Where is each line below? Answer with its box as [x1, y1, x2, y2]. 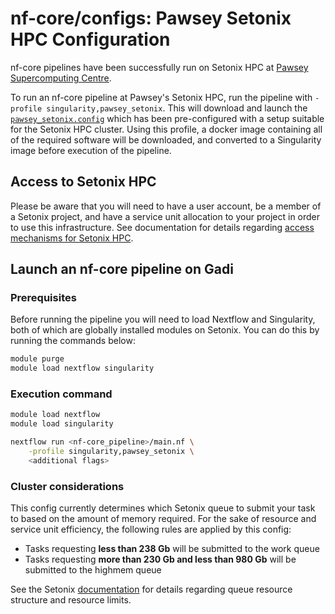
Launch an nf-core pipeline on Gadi [10, 261, 234, 278]
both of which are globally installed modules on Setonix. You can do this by [10, 324, 320, 336]
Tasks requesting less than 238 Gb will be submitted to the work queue [24, 543, 320, 555]
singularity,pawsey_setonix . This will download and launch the [46, 102, 308, 114]
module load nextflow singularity [10, 363, 155, 374]
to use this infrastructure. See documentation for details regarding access [10, 221, 315, 233]
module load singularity [10, 419, 114, 429]
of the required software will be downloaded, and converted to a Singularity [10, 133, 322, 146]
